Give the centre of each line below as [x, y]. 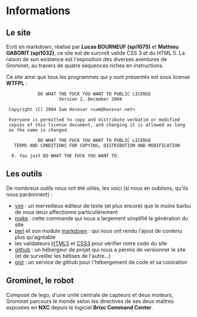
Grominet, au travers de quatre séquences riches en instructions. [85, 65]
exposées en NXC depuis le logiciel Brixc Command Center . [80, 307]
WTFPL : [17, 83]
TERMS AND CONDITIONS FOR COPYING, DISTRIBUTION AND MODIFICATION [97, 146]
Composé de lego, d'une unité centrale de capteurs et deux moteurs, [90, 295]
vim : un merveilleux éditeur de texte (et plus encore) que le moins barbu [103, 206]
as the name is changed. [39, 130]
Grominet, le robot [40, 281]
